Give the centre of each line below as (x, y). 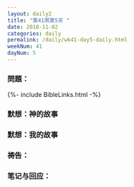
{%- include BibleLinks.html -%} (54, 95)
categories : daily (34, 33)
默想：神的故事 (33, 115)
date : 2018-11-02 (33, 27)
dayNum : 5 (22, 53)
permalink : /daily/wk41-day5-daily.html (68, 40)
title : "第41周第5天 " (38, 20)
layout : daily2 (30, 14)
